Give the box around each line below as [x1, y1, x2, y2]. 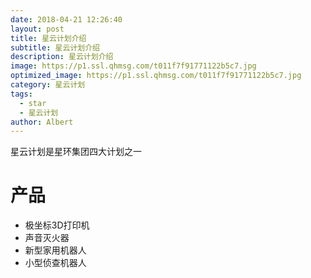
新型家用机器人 [24, 244, 87, 256]
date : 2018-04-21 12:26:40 [10, 14, 123, 25]
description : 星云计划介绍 [10, 52, 114, 62]
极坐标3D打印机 [24, 219, 90, 231]
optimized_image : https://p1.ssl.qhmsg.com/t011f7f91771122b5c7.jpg [10, 71, 302, 81]
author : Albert [10, 117, 74, 127]
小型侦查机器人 [24, 257, 87, 269]
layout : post [10, 24, 65, 34]
